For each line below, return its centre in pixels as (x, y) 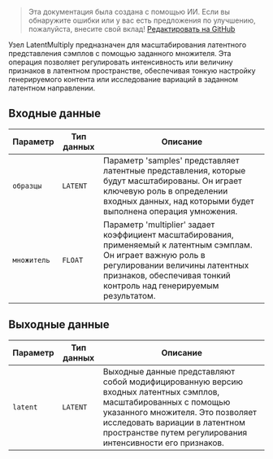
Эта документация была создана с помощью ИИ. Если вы (129, 12)
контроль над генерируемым (161, 286)
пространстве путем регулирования (175, 432)
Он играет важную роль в (154, 255)
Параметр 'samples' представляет (171, 160)
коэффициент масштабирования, (168, 234)
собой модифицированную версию (173, 382)
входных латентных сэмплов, (161, 391)
